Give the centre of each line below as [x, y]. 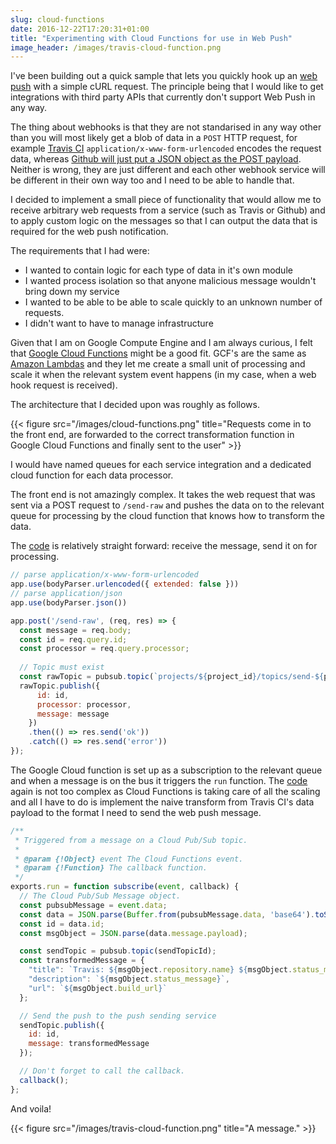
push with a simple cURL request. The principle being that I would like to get [167, 87]
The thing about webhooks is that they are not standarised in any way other [166, 127]
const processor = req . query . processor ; [104, 649]
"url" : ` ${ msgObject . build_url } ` [98, 988]
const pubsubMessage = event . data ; [93, 905]
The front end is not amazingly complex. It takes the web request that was [163, 495]
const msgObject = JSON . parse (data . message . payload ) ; [133, 933]
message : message [73, 714]
